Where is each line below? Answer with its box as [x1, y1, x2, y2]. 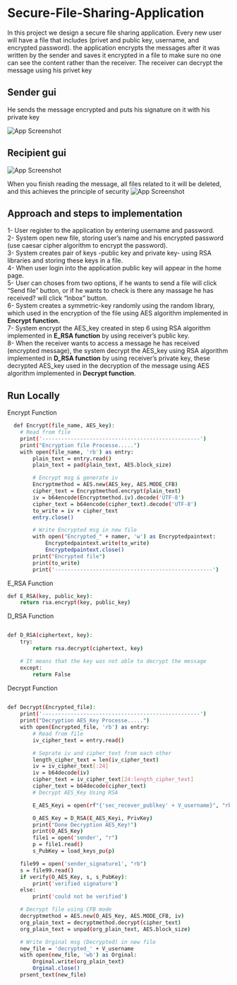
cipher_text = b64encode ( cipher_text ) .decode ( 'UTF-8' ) [32, 500, 197, 507]
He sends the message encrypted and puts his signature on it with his [7, 105, 210, 114]
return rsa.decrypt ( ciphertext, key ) [32, 645, 143, 652]
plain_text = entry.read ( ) [32, 455, 112, 462]
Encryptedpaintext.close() [44, 546, 125, 553]
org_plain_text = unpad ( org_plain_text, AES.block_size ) [20, 926, 191, 933]
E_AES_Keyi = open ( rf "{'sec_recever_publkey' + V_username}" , [32, 802, 219, 809]
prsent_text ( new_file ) [20, 972, 87, 979]
